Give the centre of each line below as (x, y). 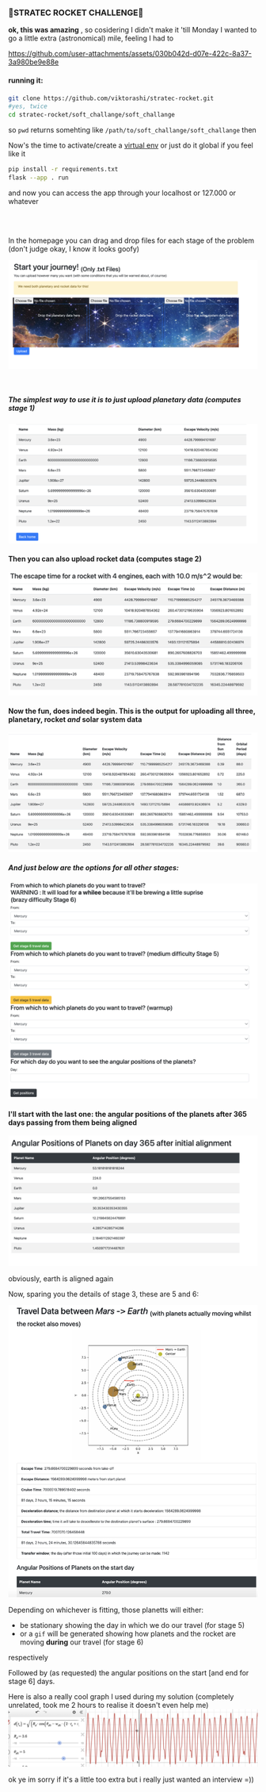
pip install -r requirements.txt (63, 170)
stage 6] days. (32, 1682)
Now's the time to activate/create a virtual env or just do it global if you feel (131, 145)
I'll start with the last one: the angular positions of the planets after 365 (128, 1114)
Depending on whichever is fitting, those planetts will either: (106, 1610)
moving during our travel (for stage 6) (82, 1642)
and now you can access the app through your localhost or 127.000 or (122, 193)
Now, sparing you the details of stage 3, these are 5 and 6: (104, 1294)
